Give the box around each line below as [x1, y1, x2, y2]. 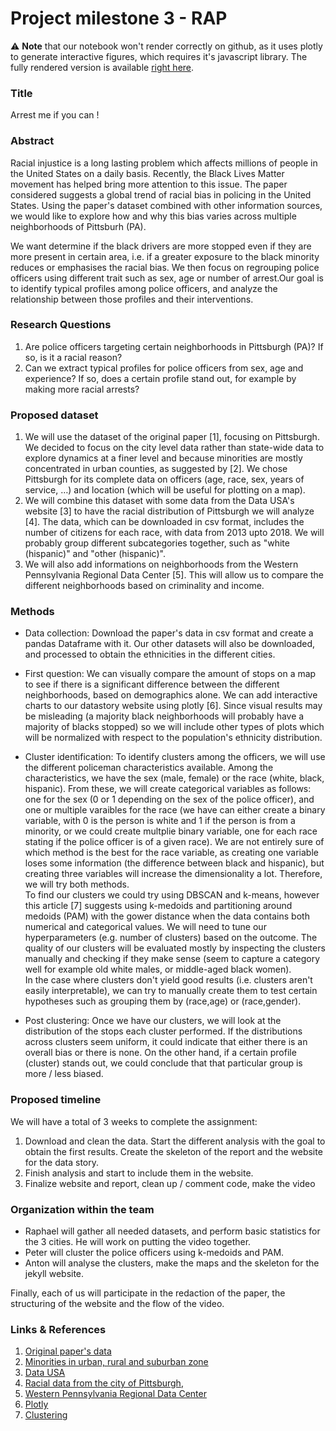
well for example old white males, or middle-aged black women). [24, 963, 292, 976]
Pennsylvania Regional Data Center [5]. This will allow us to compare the [24, 569, 324, 581]
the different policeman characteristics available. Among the [24, 762, 274, 774]
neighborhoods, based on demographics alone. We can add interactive [24, 689, 318, 701]
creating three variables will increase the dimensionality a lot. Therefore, [24, 868, 323, 880]
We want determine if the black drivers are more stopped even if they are [10, 240, 312, 252]
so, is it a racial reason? [24, 351, 123, 363]
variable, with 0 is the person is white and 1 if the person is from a [24, 815, 296, 827]
